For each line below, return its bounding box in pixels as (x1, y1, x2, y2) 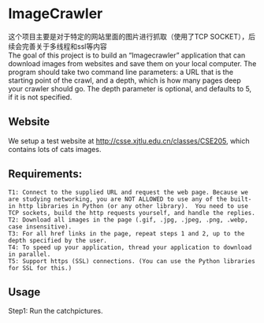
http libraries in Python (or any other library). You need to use (18, 202, 248, 210)
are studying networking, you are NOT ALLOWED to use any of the (8, 195, 227, 203)
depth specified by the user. (8, 236, 108, 244)
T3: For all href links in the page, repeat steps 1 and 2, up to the (8, 229, 245, 237)
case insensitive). (8, 222, 73, 231)
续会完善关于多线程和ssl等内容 (8, 41, 108, 51)
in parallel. (8, 250, 51, 258)
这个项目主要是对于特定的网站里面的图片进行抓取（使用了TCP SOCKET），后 (8, 32, 256, 41)
